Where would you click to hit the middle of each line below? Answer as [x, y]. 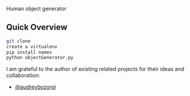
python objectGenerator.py [40, 58]
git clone [19, 41]
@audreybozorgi [35, 87]
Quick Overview [37, 27]
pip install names [29, 52]
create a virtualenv [32, 47]
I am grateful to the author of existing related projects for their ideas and [95, 69]
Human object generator [37, 9]
